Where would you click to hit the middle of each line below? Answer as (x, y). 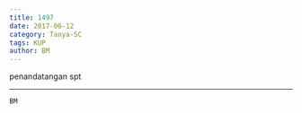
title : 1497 (31, 17)
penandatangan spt (45, 76)
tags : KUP (28, 43)
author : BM (30, 51)
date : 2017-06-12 (42, 26)
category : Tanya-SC (46, 34)
